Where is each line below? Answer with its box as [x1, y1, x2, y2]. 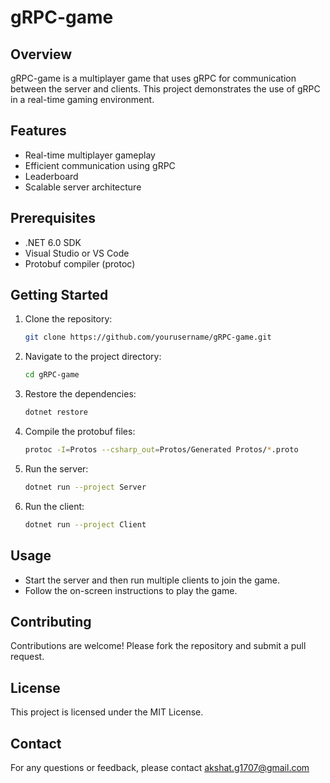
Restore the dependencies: [24, 388, 137, 400]
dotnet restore [24, 407, 89, 418]
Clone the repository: [24, 313, 113, 325]
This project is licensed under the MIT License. [10, 706, 204, 718]
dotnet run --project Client [24, 519, 147, 530]
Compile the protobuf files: [24, 426, 136, 438]
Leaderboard [24, 170, 79, 182]
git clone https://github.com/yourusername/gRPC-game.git [24, 332, 272, 343]
